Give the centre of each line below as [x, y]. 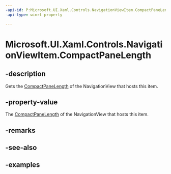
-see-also [21, 148]
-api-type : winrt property [34, 15]
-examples [23, 165]
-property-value [32, 102]
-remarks [20, 130]
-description [25, 74]
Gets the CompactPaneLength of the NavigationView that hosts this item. [82, 86]
